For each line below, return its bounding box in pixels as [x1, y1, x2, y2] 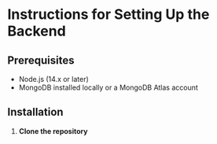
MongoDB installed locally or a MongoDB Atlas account [18, 83, 198, 92]
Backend [7, 22, 66, 40]
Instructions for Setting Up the [7, 6, 210, 24]
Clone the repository [18, 126, 88, 135]
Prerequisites [7, 54, 75, 67]
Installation [7, 105, 64, 119]
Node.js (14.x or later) [18, 75, 90, 83]
